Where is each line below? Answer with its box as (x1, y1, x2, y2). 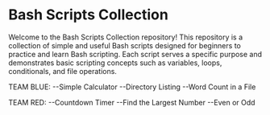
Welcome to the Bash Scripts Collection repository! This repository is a (8, 32, 243, 42)
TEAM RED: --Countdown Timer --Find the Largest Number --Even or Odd (8, 97, 255, 107)
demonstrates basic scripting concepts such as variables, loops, (8, 58, 222, 68)
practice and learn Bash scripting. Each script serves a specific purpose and (8, 49, 263, 59)
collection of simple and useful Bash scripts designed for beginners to (8, 40, 242, 50)
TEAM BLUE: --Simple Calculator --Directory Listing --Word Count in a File (8, 82, 256, 92)
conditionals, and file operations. (8, 66, 117, 76)
